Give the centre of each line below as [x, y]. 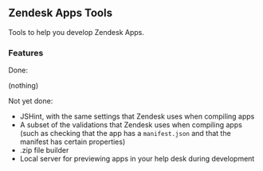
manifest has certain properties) [73, 142]
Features [26, 52]
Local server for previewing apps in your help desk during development [137, 159]
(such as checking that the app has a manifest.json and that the [125, 134]
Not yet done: [31, 101]
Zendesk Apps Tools [61, 13]
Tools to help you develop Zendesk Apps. [77, 32]
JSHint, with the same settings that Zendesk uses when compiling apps [137, 117]
